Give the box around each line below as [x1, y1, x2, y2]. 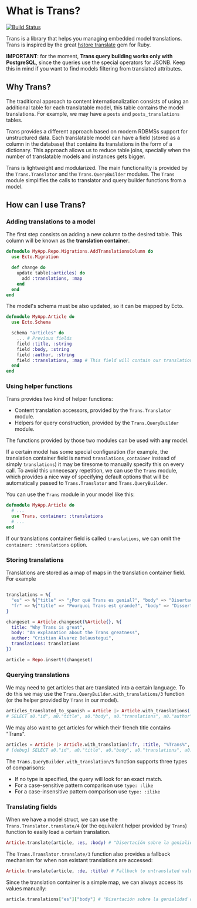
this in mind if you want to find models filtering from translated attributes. [6, 65, 183, 72]
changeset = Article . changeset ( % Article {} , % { [6, 619, 122, 625]
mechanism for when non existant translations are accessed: [6, 856, 153, 863]
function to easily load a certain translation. [6, 828, 111, 835]
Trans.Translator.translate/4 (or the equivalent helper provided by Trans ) [6, 822, 188, 829]
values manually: [6, 884, 47, 892]
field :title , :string [16, 341, 72, 347]
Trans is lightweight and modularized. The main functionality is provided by [6, 164, 188, 171]
